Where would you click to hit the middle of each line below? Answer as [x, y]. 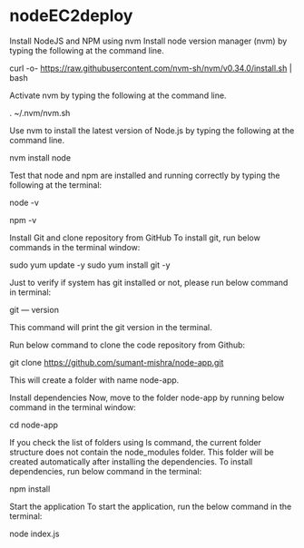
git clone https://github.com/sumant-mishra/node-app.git [117, 362]
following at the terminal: [56, 185]
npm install [30, 489]
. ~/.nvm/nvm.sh [40, 113]
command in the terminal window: [73, 407]
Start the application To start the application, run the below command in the [151, 506]
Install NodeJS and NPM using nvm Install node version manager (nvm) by [148, 41]
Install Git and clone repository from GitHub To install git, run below [135, 238]
